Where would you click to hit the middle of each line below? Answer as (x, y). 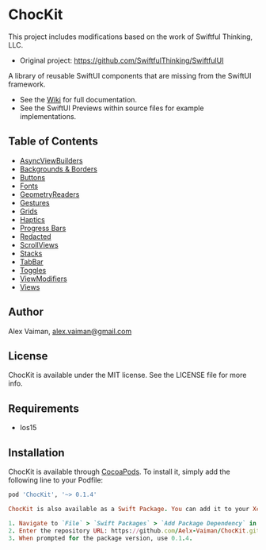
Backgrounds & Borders (58, 169)
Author (26, 312)
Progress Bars (43, 228)
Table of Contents (53, 142)
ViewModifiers (43, 279)
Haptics (32, 219)
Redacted (35, 237)
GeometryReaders (49, 194)
